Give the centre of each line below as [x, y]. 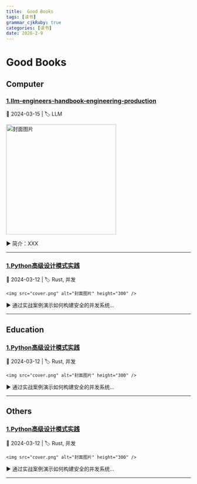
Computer [25, 84]
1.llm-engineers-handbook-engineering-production [81, 100]
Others [19, 411]
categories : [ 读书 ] [29, 28]
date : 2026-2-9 [25, 33]
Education [25, 330]
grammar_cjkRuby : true [34, 22]
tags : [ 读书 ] [21, 17]
